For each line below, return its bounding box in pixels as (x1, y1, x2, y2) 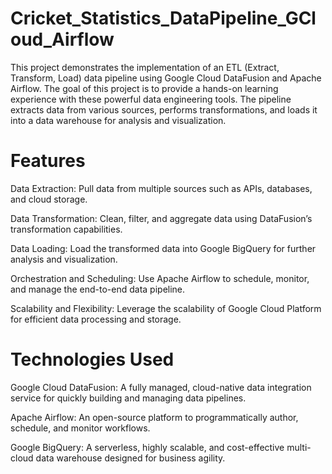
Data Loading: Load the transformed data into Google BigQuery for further (10, 242, 317, 254)
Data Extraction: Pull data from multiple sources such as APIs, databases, (10, 182, 313, 194)
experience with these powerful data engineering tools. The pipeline (10, 93, 292, 105)
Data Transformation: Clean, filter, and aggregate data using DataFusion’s (10, 212, 313, 224)
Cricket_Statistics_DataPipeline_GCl (10, 7, 317, 30)
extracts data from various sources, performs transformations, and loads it (10, 103, 318, 116)
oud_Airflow (10, 28, 115, 51)
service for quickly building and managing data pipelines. (10, 392, 247, 404)
